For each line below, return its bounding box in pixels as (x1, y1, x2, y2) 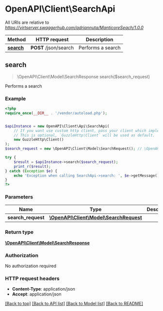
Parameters (5, 194, 33, 200)
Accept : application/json (12, 291, 62, 297)
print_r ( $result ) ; (14, 164, 51, 169)
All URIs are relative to (5, 19, 49, 25)
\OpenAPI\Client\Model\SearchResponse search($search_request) (16, 74, 150, 80)
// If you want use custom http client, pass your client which (14, 128, 147, 133)
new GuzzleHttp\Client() (14, 137, 64, 142)
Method (7, 36, 26, 43)
